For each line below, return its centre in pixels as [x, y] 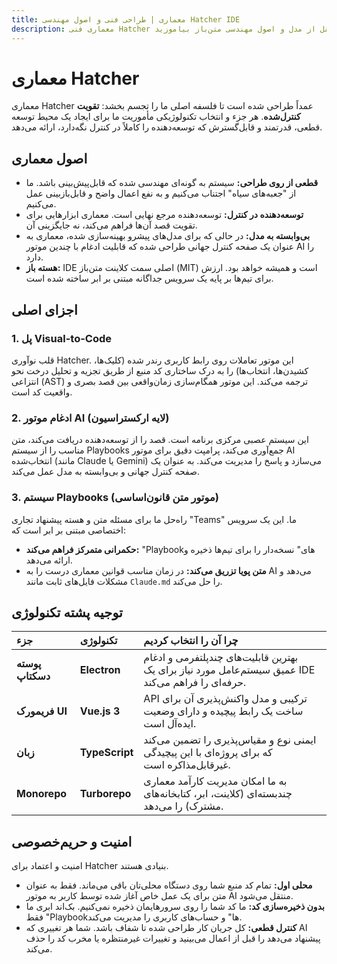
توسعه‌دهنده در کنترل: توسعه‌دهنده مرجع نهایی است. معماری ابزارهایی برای [164, 215]
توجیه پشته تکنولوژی [67, 612]
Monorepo [42, 794]
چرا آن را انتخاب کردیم [191, 641]
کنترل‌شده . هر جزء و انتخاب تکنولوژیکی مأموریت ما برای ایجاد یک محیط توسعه [156, 117]
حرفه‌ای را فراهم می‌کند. [195, 683]
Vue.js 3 [100, 711]
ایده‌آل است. [170, 724]
